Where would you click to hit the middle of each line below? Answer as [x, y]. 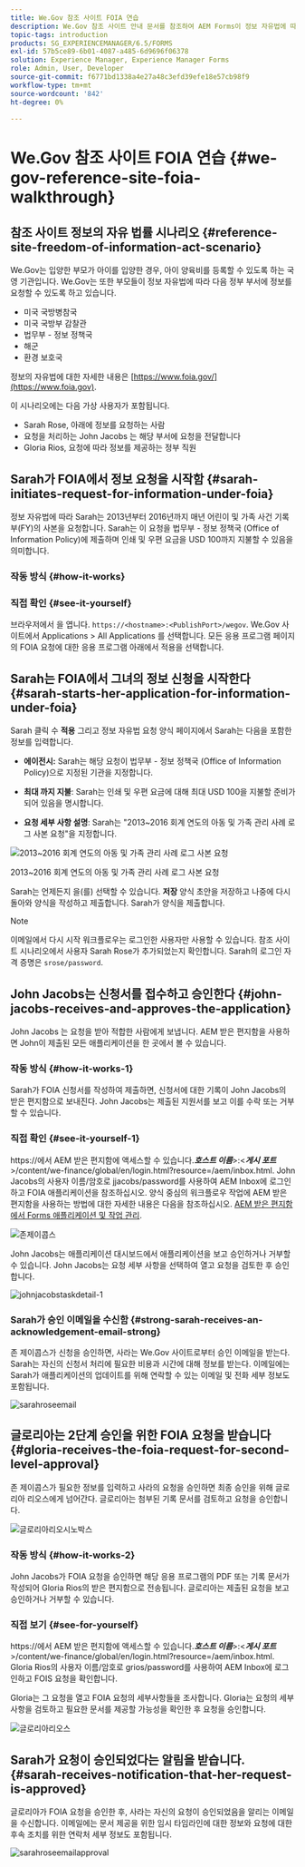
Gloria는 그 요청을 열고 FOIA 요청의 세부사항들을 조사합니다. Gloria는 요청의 [144, 1698]
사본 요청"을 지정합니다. [75, 834]
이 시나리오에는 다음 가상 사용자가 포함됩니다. [90, 406]
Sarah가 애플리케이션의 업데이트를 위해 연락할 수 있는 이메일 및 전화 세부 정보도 [150, 1374]
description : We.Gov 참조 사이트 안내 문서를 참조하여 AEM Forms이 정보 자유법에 [148, 26]
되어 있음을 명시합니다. [63, 803]
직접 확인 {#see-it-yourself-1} [75, 1139]
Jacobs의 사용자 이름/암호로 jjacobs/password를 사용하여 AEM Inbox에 [139, 1181]
